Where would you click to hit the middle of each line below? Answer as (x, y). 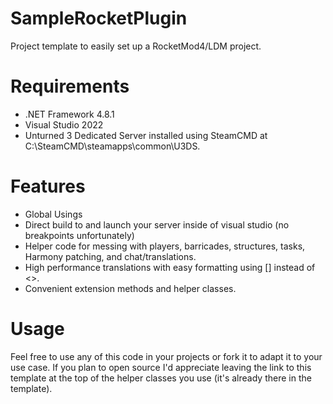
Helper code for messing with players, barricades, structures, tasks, (165, 246)
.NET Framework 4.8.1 (69, 114)
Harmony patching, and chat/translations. (110, 256)
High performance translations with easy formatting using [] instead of (170, 267)
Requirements (70, 86)
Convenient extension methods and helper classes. (130, 288)
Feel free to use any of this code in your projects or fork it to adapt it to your (166, 356)
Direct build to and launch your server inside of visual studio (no (157, 224)
